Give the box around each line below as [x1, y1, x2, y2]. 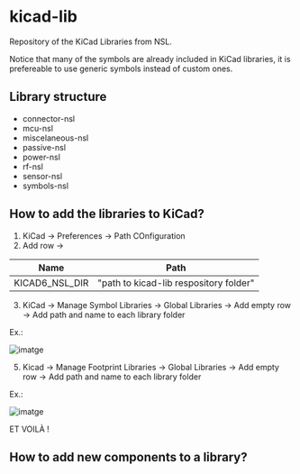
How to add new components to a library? [9, 449, 248, 465]
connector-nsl [22, 113, 75, 123]
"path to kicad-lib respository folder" [97, 277, 255, 289]
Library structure [9, 89, 107, 105]
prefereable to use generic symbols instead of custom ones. [9, 63, 233, 74]
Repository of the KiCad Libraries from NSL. [9, 36, 173, 47]
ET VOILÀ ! [9, 424, 50, 434]
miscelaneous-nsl [22, 132, 89, 143]
